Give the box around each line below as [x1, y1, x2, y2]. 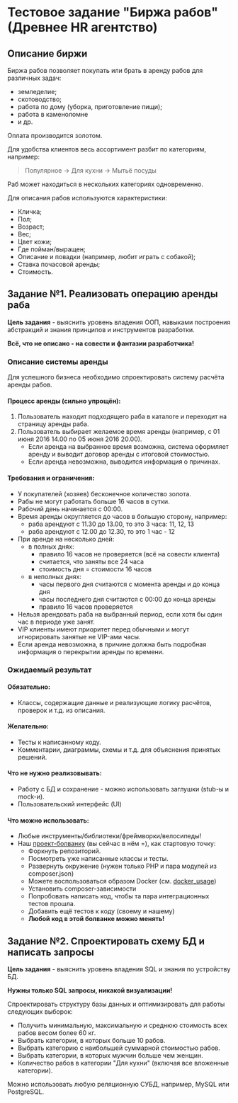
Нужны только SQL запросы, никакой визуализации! [7, 986, 173, 995]
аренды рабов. [7, 380, 52, 389]
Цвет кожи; [17, 238, 52, 246]
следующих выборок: [7, 1007, 73, 1016]
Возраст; [17, 222, 45, 231]
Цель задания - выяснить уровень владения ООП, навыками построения [7, 318, 231, 326]
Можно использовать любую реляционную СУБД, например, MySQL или [7, 1080, 230, 1089]
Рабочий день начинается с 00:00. [17, 504, 123, 513]
